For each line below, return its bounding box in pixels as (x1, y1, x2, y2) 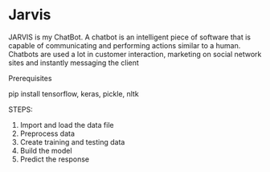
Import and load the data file (19, 120, 114, 129)
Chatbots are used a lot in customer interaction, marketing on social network (8, 49, 262, 59)
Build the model (19, 145, 72, 155)
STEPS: (8, 104, 34, 114)
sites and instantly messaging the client (8, 58, 139, 68)
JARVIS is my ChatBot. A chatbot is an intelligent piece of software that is (8, 32, 252, 42)
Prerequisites (8, 73, 52, 83)
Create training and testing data (19, 137, 125, 146)
